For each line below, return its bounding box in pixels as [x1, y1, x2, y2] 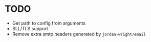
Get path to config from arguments [12, 20, 85, 26]
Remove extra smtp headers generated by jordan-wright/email [12, 31, 146, 37]
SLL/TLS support [12, 25, 48, 31]
